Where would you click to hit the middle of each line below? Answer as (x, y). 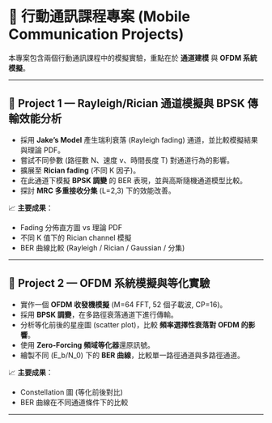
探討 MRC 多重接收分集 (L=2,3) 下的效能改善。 (98, 190)
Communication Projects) (96, 34)
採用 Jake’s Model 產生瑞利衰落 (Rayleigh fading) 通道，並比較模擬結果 (139, 139)
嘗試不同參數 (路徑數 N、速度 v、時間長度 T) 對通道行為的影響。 (127, 160)
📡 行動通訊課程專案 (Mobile (99, 17)
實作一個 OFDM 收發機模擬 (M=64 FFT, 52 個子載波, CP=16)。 (123, 304)
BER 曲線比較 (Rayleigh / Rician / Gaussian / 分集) (102, 247)
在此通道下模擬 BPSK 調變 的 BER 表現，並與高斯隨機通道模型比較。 (134, 180)
